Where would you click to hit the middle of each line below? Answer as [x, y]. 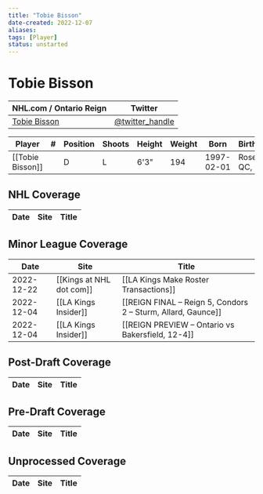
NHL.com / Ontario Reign [59, 108]
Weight [184, 144]
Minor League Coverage [68, 244]
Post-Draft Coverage [60, 363]
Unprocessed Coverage [67, 461]
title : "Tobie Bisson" [45, 15]
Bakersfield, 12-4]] [158, 334]
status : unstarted [38, 45]
